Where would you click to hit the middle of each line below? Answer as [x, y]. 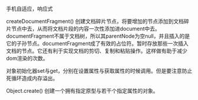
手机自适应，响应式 [30, 9]
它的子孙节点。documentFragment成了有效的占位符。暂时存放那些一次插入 [98, 43]
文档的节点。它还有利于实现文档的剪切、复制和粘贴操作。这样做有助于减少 [97, 51]
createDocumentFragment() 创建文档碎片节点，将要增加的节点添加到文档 [95, 21]
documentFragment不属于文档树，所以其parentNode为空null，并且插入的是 [98, 36]
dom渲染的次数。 [27, 58]
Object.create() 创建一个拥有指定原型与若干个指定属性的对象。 [82, 91]
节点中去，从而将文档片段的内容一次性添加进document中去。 [86, 29]
